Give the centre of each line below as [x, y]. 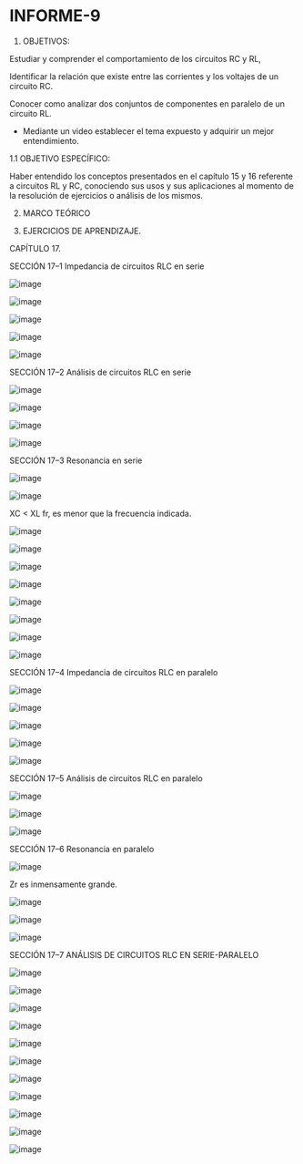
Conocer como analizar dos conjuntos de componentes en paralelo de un [147, 103]
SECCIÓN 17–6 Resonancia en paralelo [82, 849]
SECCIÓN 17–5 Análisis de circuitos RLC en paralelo [106, 778]
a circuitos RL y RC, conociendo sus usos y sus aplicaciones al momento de [151, 185]
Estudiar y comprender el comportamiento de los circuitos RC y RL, [136, 58]
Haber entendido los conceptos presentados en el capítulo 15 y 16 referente [151, 176]
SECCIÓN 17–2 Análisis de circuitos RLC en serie [101, 372]
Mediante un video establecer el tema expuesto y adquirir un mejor [148, 131]
